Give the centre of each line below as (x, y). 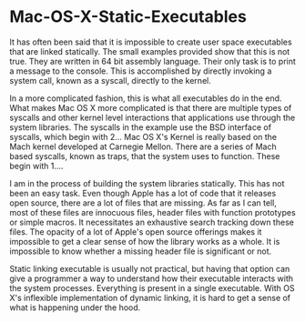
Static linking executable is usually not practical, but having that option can (150, 268)
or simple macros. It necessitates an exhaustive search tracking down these (152, 222)
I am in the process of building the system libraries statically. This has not (147, 183)
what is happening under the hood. (75, 307)
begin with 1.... (36, 166)
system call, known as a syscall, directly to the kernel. (110, 80)
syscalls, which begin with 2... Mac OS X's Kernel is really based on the (143, 136)
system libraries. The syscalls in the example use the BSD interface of (140, 127)
